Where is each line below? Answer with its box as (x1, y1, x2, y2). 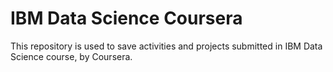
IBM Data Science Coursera (10, 7, 243, 30)
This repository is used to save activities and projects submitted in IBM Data (10, 40, 323, 52)
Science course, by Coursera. (10, 50, 133, 62)
